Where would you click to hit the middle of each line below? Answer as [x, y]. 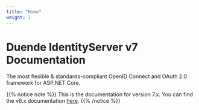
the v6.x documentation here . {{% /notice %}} [63, 101]
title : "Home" [24, 12]
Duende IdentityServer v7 [72, 47]
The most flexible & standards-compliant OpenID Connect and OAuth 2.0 [97, 76]
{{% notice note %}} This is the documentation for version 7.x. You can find [100, 94]
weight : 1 [19, 17]
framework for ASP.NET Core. [43, 83]
